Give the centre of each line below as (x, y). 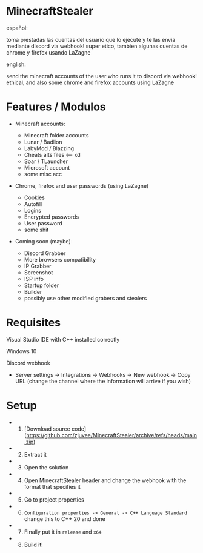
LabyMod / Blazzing (49, 148)
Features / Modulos (56, 107)
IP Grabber (38, 266)
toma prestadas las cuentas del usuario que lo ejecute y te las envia (91, 39)
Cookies (35, 197)
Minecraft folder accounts (56, 135)
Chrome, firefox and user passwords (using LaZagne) (82, 185)
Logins (32, 210)
